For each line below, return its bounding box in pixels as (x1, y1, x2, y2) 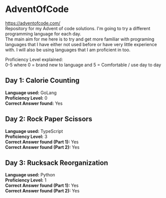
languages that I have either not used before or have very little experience (5, 41, 157, 47)
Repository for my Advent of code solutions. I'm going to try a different (5, 25, 151, 31)
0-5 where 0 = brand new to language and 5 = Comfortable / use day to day (5, 62, 162, 68)
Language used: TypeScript (5, 128, 63, 134)
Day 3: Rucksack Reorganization (5, 158, 108, 167)
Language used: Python (5, 172, 55, 178)
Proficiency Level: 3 (5, 133, 47, 139)
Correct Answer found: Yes (5, 100, 63, 106)
